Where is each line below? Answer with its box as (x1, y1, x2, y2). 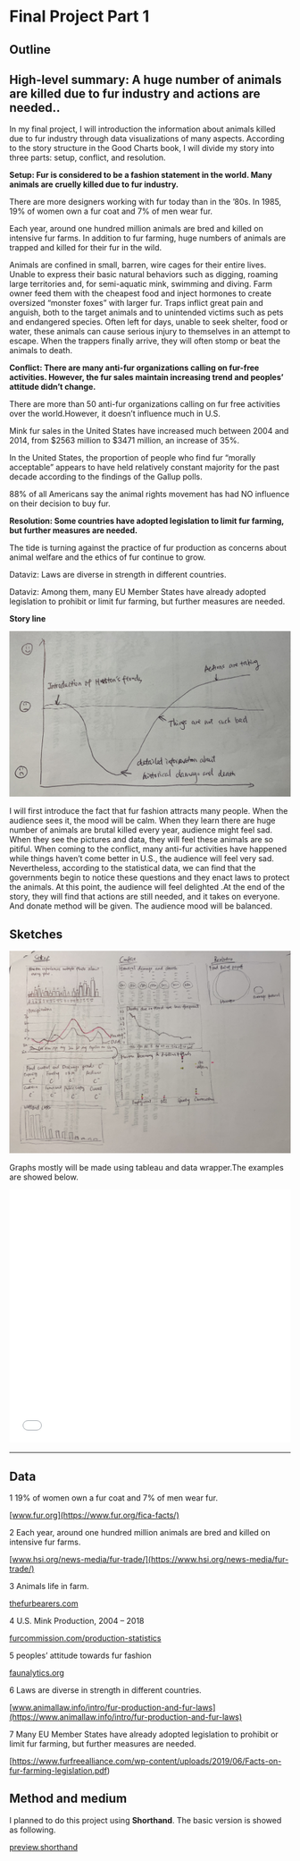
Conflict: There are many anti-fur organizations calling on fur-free (9, 362, 260, 373)
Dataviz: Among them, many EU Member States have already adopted (9, 587, 266, 597)
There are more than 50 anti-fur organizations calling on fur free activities (9, 399, 281, 410)
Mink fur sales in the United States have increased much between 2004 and (9, 426, 289, 436)
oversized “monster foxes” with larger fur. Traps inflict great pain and (9, 298, 263, 309)
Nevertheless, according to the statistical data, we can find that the (9, 863, 256, 874)
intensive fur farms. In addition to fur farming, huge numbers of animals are (9, 233, 287, 243)
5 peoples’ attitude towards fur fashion (9, 1650, 152, 1661)
